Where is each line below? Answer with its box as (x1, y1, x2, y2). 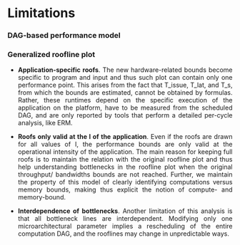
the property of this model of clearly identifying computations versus (17, 178, 233, 187)
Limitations (7, 5, 76, 21)
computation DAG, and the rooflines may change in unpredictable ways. (17, 229, 230, 238)
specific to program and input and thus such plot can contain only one (17, 73, 233, 82)
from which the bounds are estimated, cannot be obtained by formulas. (17, 88, 233, 97)
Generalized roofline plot (7, 50, 96, 60)
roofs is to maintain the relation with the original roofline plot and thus (17, 155, 233, 164)
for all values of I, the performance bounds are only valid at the (17, 140, 233, 149)
